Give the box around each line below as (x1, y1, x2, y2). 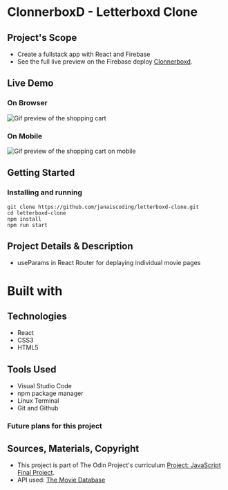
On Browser (7, 98, 48, 108)
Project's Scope (7, 32, 77, 44)
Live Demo (7, 78, 54, 89)
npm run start (7, 221, 48, 228)
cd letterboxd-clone (7, 209, 67, 217)
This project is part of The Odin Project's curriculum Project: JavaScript (17, 461, 221, 469)
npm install (7, 215, 41, 222)
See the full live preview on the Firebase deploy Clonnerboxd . (17, 57, 193, 66)
